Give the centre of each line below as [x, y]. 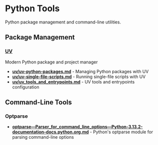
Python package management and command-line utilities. [63, 22]
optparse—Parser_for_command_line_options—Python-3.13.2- [77, 127]
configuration [26, 87]
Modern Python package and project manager [51, 62]
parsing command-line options [43, 137]
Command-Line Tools [39, 102]
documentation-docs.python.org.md [50, 132]
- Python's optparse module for [122, 132]
